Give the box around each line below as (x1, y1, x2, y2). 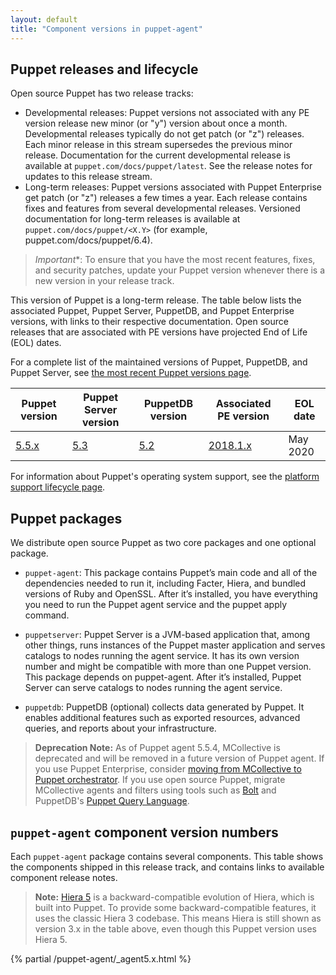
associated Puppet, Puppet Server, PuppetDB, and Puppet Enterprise (10, 305, 295, 317)
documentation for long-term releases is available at (24, 213, 241, 225)
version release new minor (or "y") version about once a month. (24, 117, 288, 130)
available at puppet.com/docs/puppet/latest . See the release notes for (24, 160, 313, 172)
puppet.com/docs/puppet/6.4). (24, 234, 153, 246)
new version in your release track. (34, 275, 175, 287)
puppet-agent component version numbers (10, 824, 279, 841)
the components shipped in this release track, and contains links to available (10, 861, 325, 873)
